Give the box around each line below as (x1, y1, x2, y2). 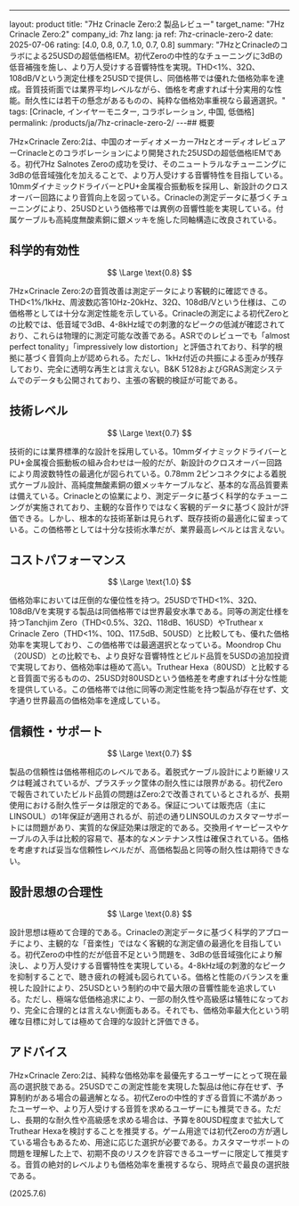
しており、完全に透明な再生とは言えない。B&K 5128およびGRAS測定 (9, 363, 260, 374)
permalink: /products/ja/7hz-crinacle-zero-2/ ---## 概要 (9, 118, 215, 127)
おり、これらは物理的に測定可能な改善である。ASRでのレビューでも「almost (9, 330, 290, 340)
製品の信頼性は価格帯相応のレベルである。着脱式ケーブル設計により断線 (9, 767, 274, 777)
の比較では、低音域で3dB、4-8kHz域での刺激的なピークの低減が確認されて (9, 318, 286, 330)
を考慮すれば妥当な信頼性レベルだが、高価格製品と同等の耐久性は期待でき (9, 844, 282, 856)
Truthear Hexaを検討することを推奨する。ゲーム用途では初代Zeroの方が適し (9, 1125, 289, 1136)
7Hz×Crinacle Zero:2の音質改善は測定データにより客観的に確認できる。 (9, 285, 273, 296)
